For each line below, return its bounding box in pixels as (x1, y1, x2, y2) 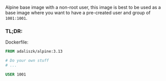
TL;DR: (5, 27, 23, 34)
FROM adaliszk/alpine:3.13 (5, 49, 63, 54)
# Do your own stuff (5, 58, 50, 63)
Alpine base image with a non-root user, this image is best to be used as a (5, 5, 161, 10)
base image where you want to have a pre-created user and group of (5, 10, 151, 16)
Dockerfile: (5, 39, 29, 45)
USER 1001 (5, 72, 27, 77)
